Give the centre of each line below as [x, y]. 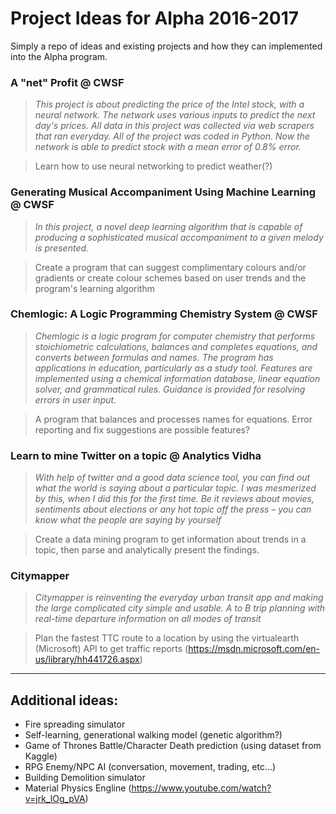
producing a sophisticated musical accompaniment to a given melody [179, 237]
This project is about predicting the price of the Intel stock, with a [169, 104]
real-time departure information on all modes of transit [148, 619]
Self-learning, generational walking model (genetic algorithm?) [153, 735]
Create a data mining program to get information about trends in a [170, 539]
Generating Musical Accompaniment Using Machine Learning [163, 192]
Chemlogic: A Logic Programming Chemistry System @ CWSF [164, 314]
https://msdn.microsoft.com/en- [254, 649]
